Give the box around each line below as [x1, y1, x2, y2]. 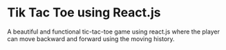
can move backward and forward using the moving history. [7, 34, 175, 42]
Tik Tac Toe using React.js [7, 5, 161, 21]
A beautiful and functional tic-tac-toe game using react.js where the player [7, 27, 220, 36]
